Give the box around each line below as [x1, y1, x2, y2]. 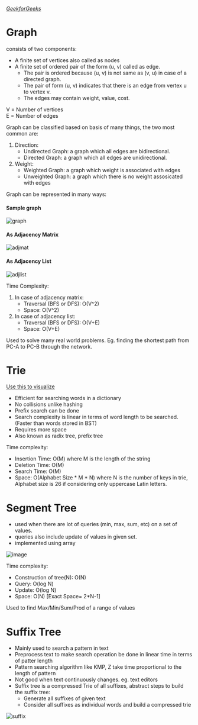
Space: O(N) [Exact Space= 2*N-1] [14, 593, 100, 600]
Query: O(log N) [14, 580, 54, 588]
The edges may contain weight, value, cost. [23, 94, 130, 101]
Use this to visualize [6, 383, 55, 390]
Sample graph [6, 204, 41, 211]
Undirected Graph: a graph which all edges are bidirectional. [23, 147, 171, 154]
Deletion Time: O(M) [14, 462, 64, 469]
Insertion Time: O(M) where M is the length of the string [14, 455, 151, 462]
